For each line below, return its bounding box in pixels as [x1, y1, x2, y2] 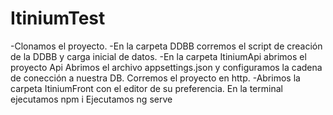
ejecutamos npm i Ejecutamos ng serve [10, 93, 173, 105]
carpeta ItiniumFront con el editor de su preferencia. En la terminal [10, 82, 283, 94]
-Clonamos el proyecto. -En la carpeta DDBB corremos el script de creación [10, 40, 323, 52]
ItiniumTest [10, 7, 106, 30]
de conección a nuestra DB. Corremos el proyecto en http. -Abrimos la [10, 72, 301, 84]
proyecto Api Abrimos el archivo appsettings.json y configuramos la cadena [10, 61, 323, 73]
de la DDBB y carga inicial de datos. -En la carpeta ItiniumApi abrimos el [10, 50, 307, 62]
